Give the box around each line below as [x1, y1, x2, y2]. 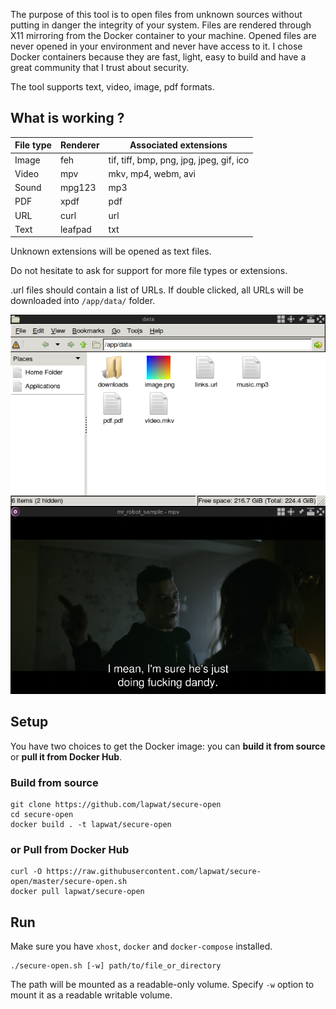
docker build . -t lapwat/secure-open [10, 820, 172, 830]
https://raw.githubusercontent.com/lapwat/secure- [46, 867, 262, 877]
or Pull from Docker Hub [10, 843, 130, 857]
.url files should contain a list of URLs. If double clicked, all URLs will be [10, 284, 304, 296]
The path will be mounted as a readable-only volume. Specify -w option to [10, 979, 315, 991]
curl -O [10, 867, 43, 877]
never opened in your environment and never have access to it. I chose [10, 40, 303, 52]
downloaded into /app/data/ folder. [10, 295, 156, 307]
